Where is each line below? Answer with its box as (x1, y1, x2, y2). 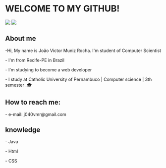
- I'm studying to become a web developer (5, 66, 92, 72)
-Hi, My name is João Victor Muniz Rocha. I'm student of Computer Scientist (5, 48, 162, 54)
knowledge (5, 125, 41, 134)
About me (5, 34, 36, 43)
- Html (5, 148, 18, 154)
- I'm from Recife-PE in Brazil (5, 57, 64, 63)
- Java (5, 139, 18, 145)
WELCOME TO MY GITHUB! (5, 3, 120, 14)
